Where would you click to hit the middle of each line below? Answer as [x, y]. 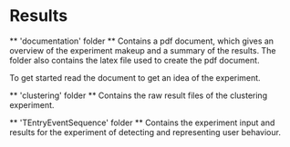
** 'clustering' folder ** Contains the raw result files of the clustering [138, 95]
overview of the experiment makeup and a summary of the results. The [143, 50]
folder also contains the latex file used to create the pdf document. [135, 60]
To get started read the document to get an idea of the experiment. [135, 77]
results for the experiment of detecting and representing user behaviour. [145, 132]
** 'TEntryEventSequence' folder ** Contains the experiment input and [142, 122]
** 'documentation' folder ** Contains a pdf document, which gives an [142, 41]
